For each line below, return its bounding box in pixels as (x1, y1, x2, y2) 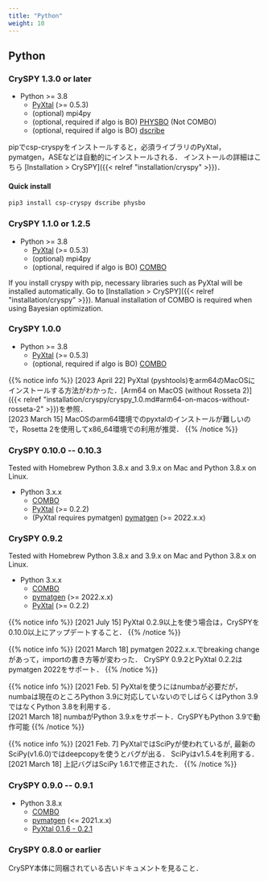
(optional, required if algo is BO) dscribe (31, 126, 165, 135)
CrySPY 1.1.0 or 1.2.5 (8, 218, 91, 229)
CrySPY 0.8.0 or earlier (8, 844, 101, 855)
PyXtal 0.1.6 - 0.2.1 (31, 824, 93, 834)
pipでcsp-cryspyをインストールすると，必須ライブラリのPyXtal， (8, 142, 226, 152)
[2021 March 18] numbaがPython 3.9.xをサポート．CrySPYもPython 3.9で (8, 712, 254, 722)
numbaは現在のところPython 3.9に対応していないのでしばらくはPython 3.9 (8, 692, 258, 702)
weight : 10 (8, 19, 45, 27)
